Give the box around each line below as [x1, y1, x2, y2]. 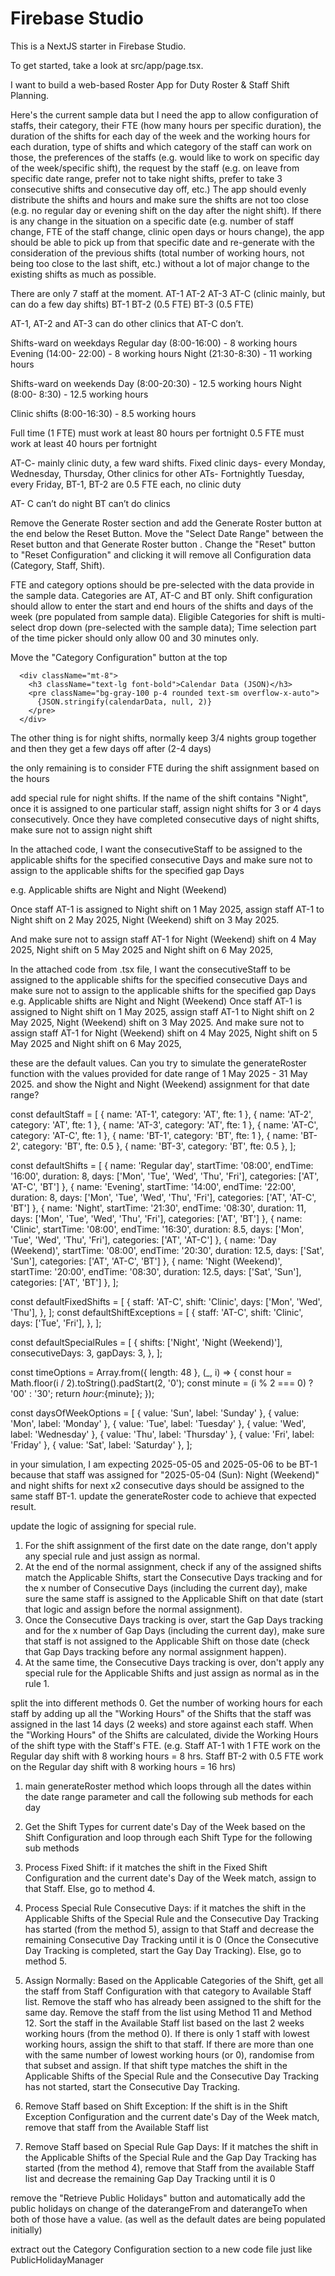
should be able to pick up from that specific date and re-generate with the [10, 236, 315, 248]
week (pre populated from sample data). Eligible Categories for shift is [10, 610, 300, 622]
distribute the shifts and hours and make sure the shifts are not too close [10, 193, 310, 206]
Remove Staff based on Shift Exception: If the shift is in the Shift [24, 2100, 288, 2112]
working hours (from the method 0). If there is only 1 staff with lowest [24, 2027, 310, 2039]
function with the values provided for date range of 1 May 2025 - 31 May [10, 1067, 308, 1079]
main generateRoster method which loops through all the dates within [24, 1780, 312, 1792]
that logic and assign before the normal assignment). [24, 1603, 243, 1615]
